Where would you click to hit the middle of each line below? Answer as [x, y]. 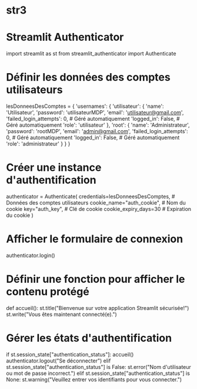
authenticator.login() [31, 255]
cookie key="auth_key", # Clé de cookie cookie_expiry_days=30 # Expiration [99, 209]
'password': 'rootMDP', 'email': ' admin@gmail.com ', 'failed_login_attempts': [97, 131]
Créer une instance [54, 168]
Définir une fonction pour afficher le [96, 279]
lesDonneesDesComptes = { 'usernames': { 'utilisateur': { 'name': [85, 106]
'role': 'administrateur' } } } [38, 144]
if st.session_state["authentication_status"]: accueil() [70, 354]
